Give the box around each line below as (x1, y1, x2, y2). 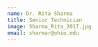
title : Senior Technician (7, 17, 82, 23)
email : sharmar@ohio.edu (7, 29, 79, 37)
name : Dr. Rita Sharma (7, 10, 73, 17)
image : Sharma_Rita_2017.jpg (7, 23, 92, 30)
